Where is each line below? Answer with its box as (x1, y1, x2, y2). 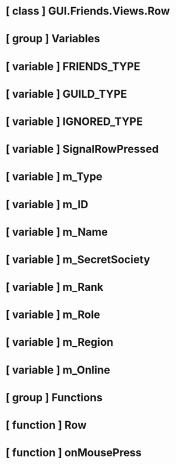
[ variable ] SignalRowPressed (5, 142, 159, 156)
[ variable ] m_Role (5, 308, 101, 322)
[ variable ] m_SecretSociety (5, 252, 151, 266)
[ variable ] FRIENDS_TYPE (5, 59, 140, 73)
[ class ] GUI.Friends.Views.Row (5, 4, 170, 18)
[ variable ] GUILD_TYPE (5, 87, 127, 101)
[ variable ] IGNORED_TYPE (5, 115, 143, 128)
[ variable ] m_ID (5, 197, 89, 211)
